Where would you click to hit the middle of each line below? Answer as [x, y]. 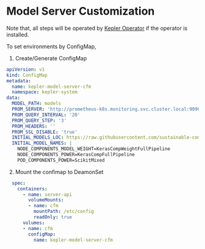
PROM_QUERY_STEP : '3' [39, 120]
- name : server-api [47, 194]
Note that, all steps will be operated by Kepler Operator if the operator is [97, 28]
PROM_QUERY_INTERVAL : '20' [46, 115]
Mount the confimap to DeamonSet [59, 171]
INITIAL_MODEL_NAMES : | [42, 143]
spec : [19, 183]
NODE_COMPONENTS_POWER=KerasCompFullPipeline [76, 155]
